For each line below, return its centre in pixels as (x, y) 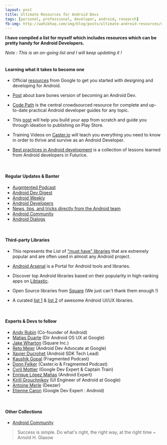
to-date (20, 111)
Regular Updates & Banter (32, 176)
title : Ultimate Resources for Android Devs (52, 14)
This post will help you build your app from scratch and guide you (80, 120)
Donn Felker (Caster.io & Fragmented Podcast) (60, 364)
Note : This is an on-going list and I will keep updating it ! (64, 53)
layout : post (19, 10)
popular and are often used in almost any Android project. (71, 256)
